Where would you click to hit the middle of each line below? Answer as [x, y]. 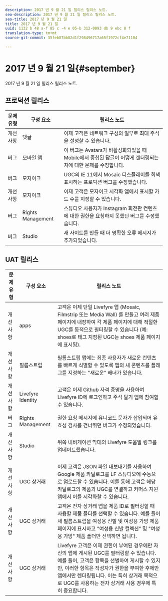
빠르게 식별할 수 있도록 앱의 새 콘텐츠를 [106, 365]
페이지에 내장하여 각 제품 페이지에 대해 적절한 [107, 322]
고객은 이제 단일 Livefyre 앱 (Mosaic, [99, 307]
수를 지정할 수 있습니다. [95, 199]
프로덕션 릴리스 [27, 101]
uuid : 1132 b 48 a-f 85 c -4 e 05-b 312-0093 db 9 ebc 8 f [68, 29]
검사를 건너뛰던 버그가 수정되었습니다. [110, 425]
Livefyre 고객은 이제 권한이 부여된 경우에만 [105, 545]
